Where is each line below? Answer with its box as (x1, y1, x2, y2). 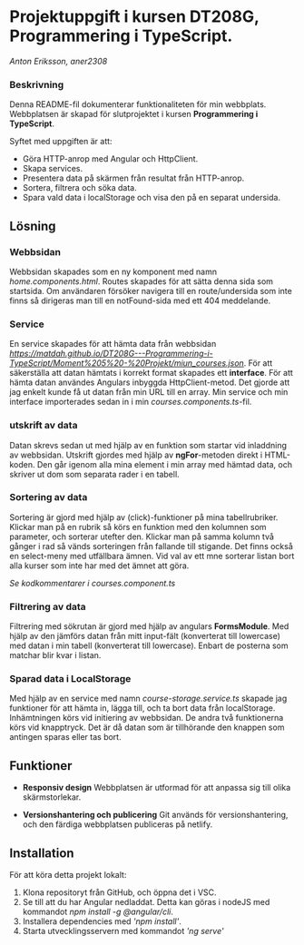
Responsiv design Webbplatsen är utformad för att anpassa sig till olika (22, 783, 291, 793)
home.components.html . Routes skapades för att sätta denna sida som (9, 275, 274, 287)
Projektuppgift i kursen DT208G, (9, 6, 260, 27)
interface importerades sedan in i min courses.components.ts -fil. (9, 397, 252, 408)
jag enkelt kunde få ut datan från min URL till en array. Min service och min (9, 387, 289, 398)
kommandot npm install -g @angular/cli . (22, 906, 174, 918)
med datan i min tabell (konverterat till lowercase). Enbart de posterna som (9, 640, 289, 651)
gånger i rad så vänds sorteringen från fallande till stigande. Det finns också (9, 540, 293, 551)
